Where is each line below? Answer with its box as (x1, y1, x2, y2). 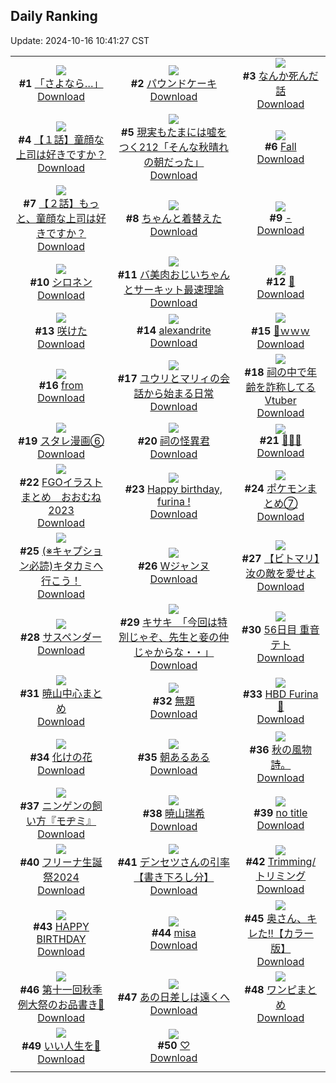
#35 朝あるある (137, 750, 211, 764)
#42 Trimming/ (245, 854, 317, 868)
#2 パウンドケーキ (130, 76, 217, 90)
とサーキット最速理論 (123, 282, 225, 296)
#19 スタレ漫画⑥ (18, 434, 105, 448)
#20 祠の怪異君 (137, 434, 211, 448)
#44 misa (151, 925, 197, 939)
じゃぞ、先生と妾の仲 (128, 630, 230, 644)
